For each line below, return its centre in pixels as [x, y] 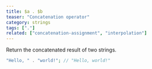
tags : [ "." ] [20, 28]
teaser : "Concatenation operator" [48, 17]
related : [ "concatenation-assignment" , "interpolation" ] [77, 33]
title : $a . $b [24, 11]
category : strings [28, 22]
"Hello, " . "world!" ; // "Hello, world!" [58, 61]
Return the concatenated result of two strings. [61, 50]
